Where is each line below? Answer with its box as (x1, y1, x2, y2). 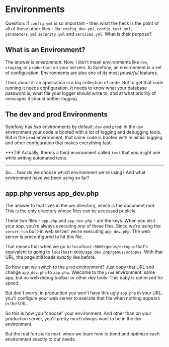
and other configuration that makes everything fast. (5, 140, 112, 146)
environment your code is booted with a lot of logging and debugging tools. (5, 129, 162, 135)
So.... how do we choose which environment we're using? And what (5, 169, 146, 175)
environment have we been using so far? (5, 175, 90, 181)
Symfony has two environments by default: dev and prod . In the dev (5, 124, 143, 130)
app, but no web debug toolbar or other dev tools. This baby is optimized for (5, 275, 163, 281)
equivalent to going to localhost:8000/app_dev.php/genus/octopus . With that (5, 249, 163, 255)
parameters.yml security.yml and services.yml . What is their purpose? (5, 31, 152, 37)
